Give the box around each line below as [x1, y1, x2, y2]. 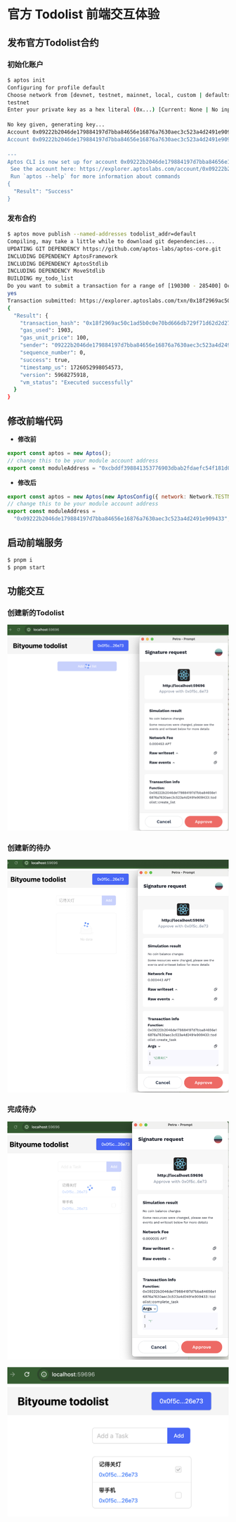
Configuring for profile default [7, 84, 105, 91]
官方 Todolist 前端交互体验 [7, 6, 160, 22]
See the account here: [10, 166, 77, 173]
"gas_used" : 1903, [20, 327, 74, 334]
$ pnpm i [7, 556, 33, 563]
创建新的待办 [7, 843, 51, 853]
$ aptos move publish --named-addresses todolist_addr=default [7, 231, 197, 238]
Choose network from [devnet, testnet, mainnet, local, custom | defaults [7, 91, 231, 98]
